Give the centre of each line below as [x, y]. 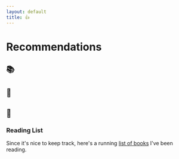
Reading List [24, 130]
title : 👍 [18, 17]
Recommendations [54, 47]
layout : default [26, 12]
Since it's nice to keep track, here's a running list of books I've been [89, 143]
